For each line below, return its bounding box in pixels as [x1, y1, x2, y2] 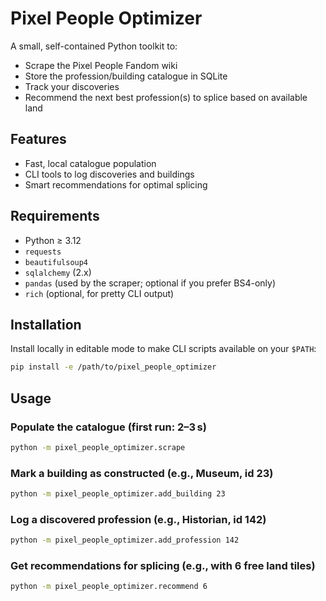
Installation [10, 316, 82, 333]
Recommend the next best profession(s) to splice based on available [24, 91, 308, 103]
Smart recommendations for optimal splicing [24, 178, 208, 191]
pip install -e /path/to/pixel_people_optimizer [10, 362, 217, 372]
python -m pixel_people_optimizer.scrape [10, 442, 186, 452]
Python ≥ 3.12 [24, 234, 82, 246]
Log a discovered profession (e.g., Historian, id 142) [10, 512, 267, 526]
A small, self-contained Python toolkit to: [10, 40, 178, 52]
